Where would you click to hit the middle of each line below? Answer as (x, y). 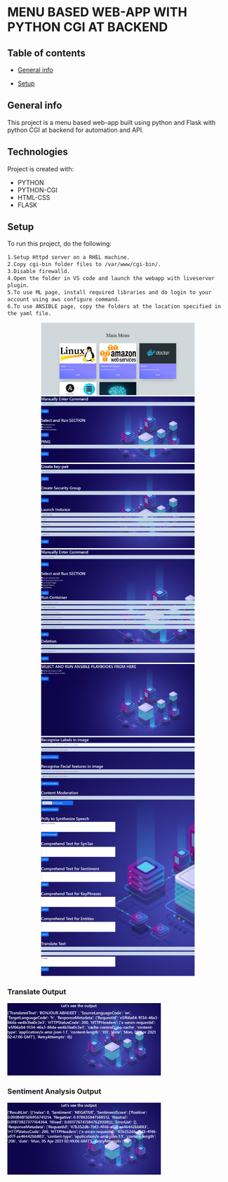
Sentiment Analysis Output (54, 1091)
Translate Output (37, 992)
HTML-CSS (34, 197)
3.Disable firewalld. (39, 272)
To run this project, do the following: (60, 244)
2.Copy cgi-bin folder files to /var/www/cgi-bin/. (84, 265)
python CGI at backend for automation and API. (75, 130)
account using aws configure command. (64, 300)
